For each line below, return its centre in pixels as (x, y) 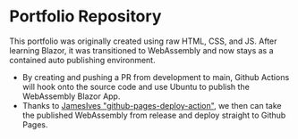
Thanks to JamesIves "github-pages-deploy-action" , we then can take (152, 105)
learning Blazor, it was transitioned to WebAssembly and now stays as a (142, 50)
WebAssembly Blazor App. (71, 96)
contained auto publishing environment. (82, 60)
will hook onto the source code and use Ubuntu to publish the (136, 86)
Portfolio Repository (85, 16)
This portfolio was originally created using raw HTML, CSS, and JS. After (143, 41)
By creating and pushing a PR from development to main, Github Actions (156, 77)
